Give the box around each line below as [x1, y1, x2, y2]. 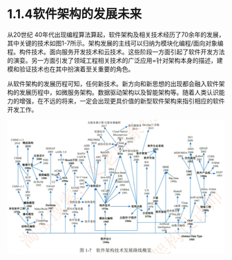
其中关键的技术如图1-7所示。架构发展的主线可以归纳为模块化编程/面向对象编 [7, 39, 224, 47]
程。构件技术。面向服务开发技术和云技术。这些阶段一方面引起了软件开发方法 [7, 48, 225, 56]
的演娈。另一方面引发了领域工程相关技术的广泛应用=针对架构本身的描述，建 [7, 56, 223, 64]
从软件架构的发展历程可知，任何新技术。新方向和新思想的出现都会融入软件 [7, 79, 219, 88]
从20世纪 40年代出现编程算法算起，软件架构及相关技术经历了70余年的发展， [7, 30, 225, 39]
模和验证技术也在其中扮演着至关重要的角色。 [7, 65, 135, 73]
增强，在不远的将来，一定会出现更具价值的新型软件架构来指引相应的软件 [19, 97, 225, 105]
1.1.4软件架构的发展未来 [7, 6, 142, 22]
